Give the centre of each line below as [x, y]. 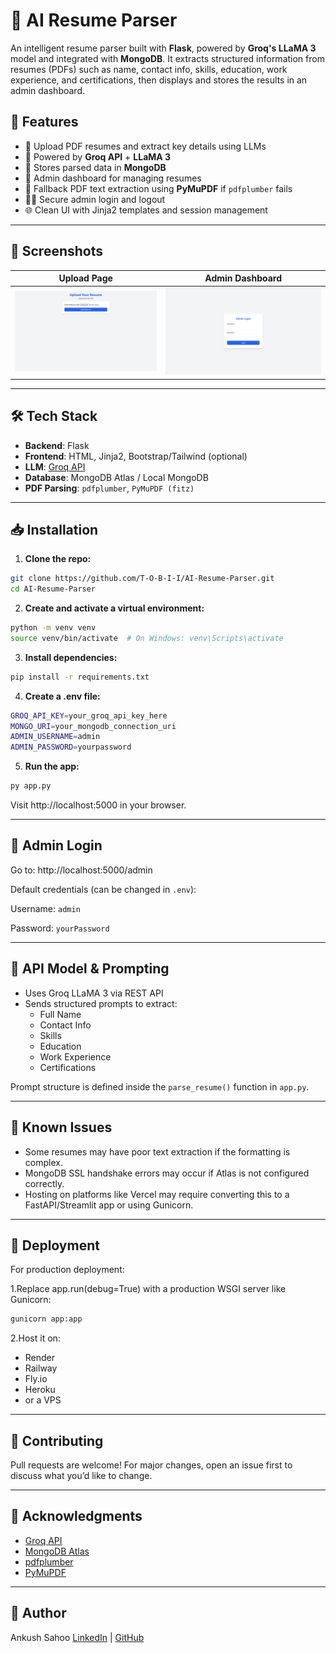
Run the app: [52, 766]
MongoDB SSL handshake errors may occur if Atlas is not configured [167, 1173]
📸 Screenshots [57, 251]
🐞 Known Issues [61, 1127]
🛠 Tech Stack [54, 416]
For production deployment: [67, 1270]
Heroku [40, 1390]
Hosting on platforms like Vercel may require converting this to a [157, 1194]
